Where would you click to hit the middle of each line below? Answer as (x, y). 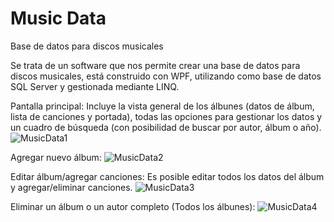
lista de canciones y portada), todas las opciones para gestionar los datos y (166, 116)
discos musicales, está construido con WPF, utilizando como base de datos (166, 76)
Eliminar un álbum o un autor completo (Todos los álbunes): (133, 206)
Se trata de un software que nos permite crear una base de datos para (155, 65)
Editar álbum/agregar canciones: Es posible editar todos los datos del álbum (167, 176)
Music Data (58, 18)
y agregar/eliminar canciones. (71, 187)
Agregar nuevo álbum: (56, 157)
